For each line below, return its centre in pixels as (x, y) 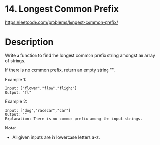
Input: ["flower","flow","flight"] (41, 88)
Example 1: (16, 79)
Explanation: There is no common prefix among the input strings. (74, 119)
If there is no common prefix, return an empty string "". (60, 70)
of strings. (15, 60)
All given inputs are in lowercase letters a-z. (56, 137)
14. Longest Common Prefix (62, 9)
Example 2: (16, 101)
